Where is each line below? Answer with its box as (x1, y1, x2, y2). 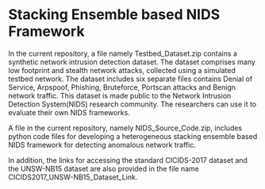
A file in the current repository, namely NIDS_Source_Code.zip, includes (8, 123, 243, 133)
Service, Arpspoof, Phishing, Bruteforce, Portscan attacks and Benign (8, 82, 236, 92)
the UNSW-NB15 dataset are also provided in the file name (8, 164, 200, 173)
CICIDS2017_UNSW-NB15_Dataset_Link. (8, 172, 138, 182)
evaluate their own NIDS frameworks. (8, 107, 131, 117)
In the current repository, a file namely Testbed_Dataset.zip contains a (8, 48, 238, 58)
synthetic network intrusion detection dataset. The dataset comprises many (8, 57, 255, 67)
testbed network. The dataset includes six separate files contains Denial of (8, 74, 253, 83)
